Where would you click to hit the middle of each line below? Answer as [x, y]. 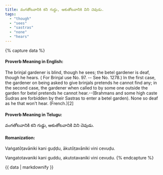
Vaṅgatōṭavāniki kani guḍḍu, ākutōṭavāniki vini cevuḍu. [60, 148]
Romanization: [20, 138]
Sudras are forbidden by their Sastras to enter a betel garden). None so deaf [81, 98]
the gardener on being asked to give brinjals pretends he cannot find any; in [81, 83]
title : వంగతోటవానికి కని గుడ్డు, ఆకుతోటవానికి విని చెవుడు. [54, 9]
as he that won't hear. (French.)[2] [39, 104]
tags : [10, 14]
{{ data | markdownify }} [29, 167]
